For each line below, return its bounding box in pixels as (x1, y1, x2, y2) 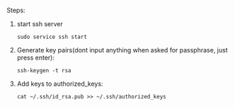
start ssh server (16, 20, 63, 28)
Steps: (6, 6, 25, 14)
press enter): (16, 53, 55, 62)
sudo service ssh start (16, 33, 88, 40)
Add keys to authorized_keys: (16, 79, 103, 88)
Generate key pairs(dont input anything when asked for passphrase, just (16, 46, 228, 54)
